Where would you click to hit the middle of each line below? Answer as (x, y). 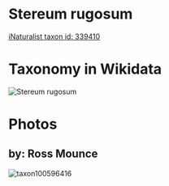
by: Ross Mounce (53, 154)
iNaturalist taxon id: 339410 (54, 36)
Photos (33, 124)
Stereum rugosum (71, 14)
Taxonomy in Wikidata (85, 69)
